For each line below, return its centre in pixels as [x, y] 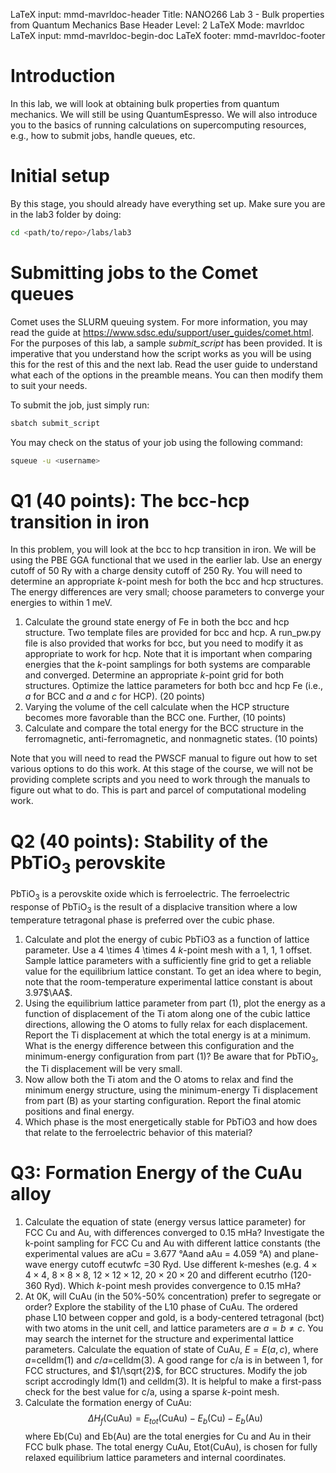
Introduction [63, 76]
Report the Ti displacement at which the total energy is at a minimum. [168, 1035]
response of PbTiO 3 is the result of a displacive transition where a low [154, 907]
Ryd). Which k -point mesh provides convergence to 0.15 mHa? [172, 1286]
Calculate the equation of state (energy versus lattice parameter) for [165, 1222]
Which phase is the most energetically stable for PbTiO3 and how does [171, 1122]
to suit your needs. [49, 385]
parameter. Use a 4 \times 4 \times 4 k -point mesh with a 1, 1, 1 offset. [168, 950]
